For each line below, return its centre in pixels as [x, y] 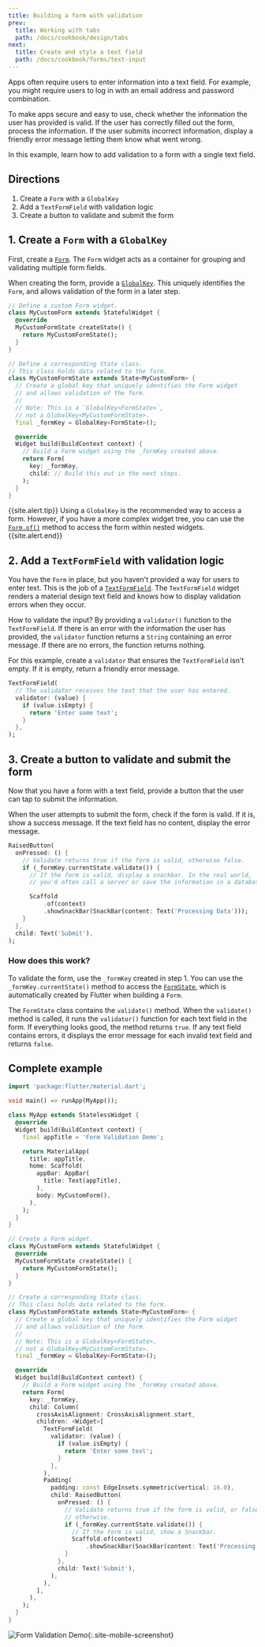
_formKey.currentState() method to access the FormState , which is [117, 986]
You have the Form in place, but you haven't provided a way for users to [124, 580]
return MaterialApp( [56, 1151]
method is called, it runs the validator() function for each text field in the [128, 1019]
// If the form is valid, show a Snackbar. [144, 1532]
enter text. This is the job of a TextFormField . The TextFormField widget [124, 588]
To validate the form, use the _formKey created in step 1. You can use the [125, 978]
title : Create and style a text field [79, 52]
